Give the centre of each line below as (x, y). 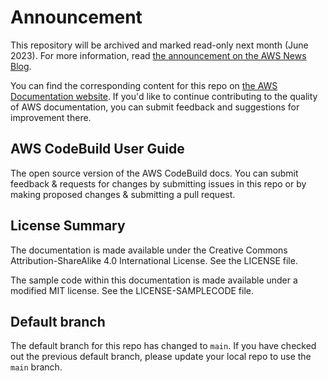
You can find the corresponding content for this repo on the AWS (144, 85)
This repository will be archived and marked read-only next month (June (159, 45)
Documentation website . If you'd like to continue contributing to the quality (164, 96)
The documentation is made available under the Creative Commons (149, 250)
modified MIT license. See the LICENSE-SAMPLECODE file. (132, 290)
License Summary (68, 226)
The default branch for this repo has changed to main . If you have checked (163, 346)
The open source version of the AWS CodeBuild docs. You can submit (154, 173)
